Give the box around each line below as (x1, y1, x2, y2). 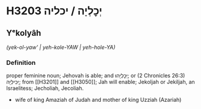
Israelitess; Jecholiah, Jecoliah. (6, 85, 84, 92)
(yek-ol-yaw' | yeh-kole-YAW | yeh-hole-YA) (6, 43, 116, 51)
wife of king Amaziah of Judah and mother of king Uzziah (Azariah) (14, 96, 182, 104)
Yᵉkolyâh (6, 28, 41, 38)
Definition (6, 58, 36, 67)
